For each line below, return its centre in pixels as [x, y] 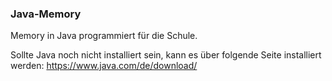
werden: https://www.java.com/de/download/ [104, 66]
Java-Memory [46, 14]
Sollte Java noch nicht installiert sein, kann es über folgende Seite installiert [166, 55]
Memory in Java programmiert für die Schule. [104, 36]
